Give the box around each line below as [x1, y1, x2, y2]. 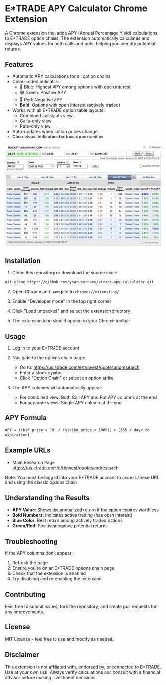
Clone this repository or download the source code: [12, 270, 118, 275]
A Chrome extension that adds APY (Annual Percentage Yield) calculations [5, 30, 158, 36]
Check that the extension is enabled [12, 570, 86, 576]
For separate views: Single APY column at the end [19, 399, 122, 405]
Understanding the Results [5, 493, 90, 502]
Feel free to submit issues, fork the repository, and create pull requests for [5, 604, 157, 610]
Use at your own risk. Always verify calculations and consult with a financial [5, 669, 160, 675]
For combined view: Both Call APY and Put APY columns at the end [19, 394, 157, 400]
